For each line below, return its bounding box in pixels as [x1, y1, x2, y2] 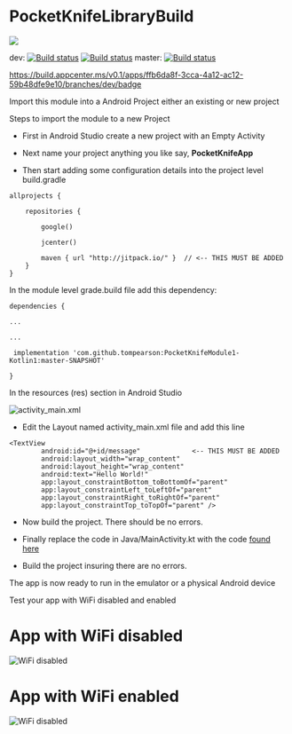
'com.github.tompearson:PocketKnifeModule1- [72, 348, 241, 357]
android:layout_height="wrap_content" [41, 462, 185, 471]
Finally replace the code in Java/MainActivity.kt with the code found [21, 533, 271, 544]
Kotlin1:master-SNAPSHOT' [9, 356, 105, 365]
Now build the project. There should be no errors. [21, 517, 203, 527]
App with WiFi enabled [9, 686, 179, 706]
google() [41, 222, 74, 232]
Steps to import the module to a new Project [9, 113, 170, 123]
